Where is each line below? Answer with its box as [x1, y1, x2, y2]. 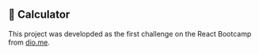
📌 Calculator [8, 8, 70, 21]
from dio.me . [8, 37, 50, 47]
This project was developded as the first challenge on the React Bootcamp [8, 29, 252, 38]
